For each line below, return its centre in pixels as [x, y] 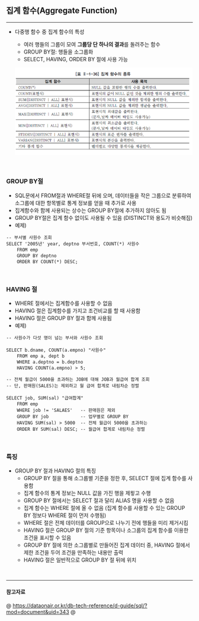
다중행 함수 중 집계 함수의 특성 [49, 31]
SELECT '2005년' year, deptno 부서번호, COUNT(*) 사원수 [73, 244]
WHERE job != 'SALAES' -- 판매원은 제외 [66, 411]
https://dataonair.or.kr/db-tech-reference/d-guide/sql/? [80, 606]
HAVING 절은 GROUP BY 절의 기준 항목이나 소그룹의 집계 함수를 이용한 [106, 530]
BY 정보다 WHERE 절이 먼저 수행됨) [65, 515]
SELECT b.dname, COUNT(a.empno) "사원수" [56, 350]
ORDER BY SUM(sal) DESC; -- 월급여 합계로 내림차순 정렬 [81, 430]
